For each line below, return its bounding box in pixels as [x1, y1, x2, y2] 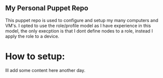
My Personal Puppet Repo [5, 4, 88, 12]
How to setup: [5, 51, 65, 62]
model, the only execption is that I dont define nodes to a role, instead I [5, 27, 153, 34]
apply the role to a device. [5, 33, 60, 39]
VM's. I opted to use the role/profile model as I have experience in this [5, 22, 151, 28]
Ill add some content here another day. [5, 67, 86, 73]
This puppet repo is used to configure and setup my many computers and [5, 17, 158, 23]
